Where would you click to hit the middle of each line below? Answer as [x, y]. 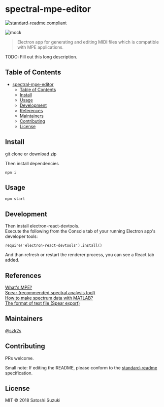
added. [12, 260]
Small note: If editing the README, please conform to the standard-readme [81, 367]
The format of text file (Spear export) [43, 303]
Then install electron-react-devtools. [42, 226]
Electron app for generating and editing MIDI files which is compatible [88, 42]
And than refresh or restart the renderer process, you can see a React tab [80, 255]
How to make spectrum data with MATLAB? [49, 298]
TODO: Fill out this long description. [41, 57]
